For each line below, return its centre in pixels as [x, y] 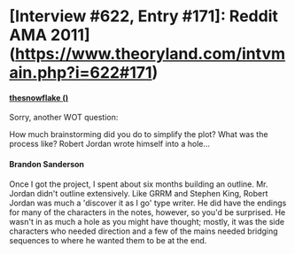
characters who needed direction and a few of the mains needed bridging [144, 231]
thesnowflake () [39, 97]
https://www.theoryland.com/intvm [150, 54]
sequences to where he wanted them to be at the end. [108, 240]
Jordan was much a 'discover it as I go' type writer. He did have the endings [148, 203]
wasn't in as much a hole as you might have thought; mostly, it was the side [147, 221]
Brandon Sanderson [47, 164]
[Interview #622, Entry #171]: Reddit [144, 16]
